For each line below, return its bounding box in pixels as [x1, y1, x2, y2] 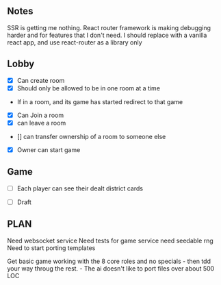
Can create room [16, 76, 65, 84]
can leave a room [16, 119, 66, 127]
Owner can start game [16, 145, 81, 153]
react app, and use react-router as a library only [7, 38, 142, 47]
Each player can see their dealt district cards [16, 184, 144, 193]
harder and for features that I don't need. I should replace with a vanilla [7, 31, 207, 39]
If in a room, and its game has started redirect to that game [16, 97, 183, 106]
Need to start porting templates [7, 243, 96, 252]
